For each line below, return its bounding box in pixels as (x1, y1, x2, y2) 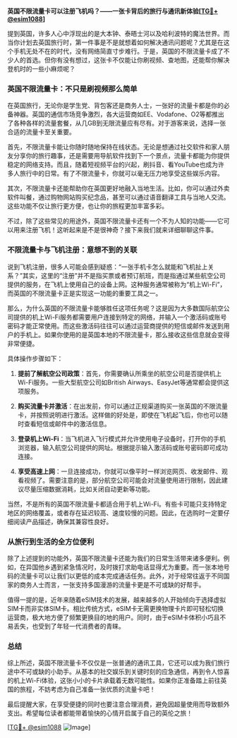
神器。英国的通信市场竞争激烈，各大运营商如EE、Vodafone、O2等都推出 (13, 110, 224, 119)
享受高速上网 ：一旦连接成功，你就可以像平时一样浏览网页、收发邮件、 (17, 467, 222, 476)
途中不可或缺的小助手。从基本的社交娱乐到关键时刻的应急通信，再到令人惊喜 (7, 667, 230, 676)
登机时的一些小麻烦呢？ (7, 65, 75, 73)
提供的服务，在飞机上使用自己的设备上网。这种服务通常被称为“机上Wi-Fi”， (7, 280, 226, 289)
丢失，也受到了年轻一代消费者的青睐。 (13, 622, 125, 630)
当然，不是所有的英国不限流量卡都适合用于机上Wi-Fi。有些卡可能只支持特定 (7, 500, 227, 508)
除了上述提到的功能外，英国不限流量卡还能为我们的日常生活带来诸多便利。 (7, 554, 224, 562)
